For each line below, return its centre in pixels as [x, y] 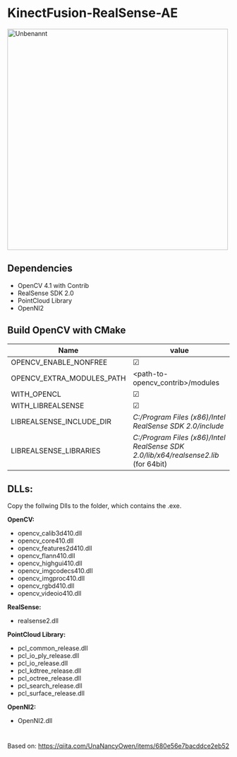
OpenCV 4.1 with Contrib [53, 285]
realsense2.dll [38, 621]
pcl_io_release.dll [43, 664]
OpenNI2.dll [35, 721]
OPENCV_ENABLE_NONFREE [59, 362]
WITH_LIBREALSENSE [48, 405]
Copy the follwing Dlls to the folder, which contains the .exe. [95, 506]
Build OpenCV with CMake [67, 330]
